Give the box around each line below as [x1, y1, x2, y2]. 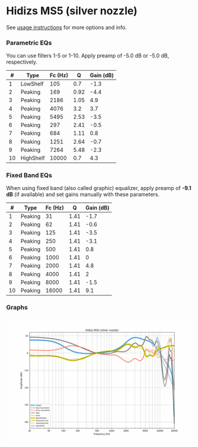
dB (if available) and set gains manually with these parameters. [6, 191, 160, 198]
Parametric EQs [6, 39, 52, 47]
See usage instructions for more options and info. [6, 24, 127, 31]
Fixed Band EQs [6, 171, 52, 179]
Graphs [6, 303, 28, 312]
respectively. [6, 58, 37, 66]
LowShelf [20, 80, 44, 87]
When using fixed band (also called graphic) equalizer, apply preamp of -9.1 [6, 185, 191, 192]
